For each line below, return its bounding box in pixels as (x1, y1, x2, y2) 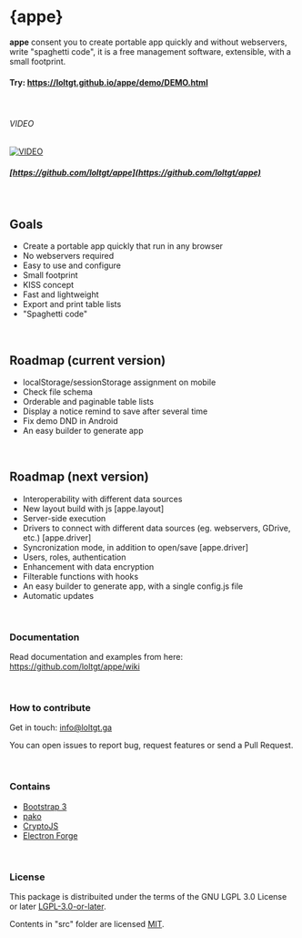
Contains (9, 780, 51, 793)
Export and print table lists (22, 299, 122, 310)
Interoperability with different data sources (22, 493, 183, 504)
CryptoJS (22, 820, 59, 831)
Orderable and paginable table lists (22, 396, 155, 407)
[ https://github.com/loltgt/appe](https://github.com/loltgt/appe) (9, 167, 261, 178)
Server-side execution (22, 512, 106, 523)
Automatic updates (22, 590, 94, 601)
